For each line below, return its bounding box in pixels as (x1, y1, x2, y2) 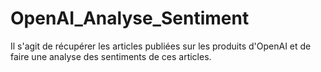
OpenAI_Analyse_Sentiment (10, 7, 250, 30)
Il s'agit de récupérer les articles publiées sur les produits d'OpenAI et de (10, 40, 312, 52)
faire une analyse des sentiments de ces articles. (10, 50, 212, 62)
